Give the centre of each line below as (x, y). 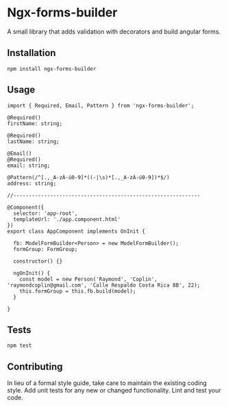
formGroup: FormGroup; (46, 249)
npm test (20, 346)
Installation (31, 53)
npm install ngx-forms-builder (52, 69)
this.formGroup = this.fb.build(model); (78, 291)
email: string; (29, 166)
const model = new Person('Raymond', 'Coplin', (88, 279)
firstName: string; (35, 123)
